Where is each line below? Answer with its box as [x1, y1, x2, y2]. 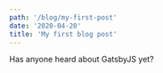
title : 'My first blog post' [9, 29, 118, 38]
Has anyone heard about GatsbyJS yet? [9, 54, 154, 65]
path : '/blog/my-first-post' [9, 12, 118, 22]
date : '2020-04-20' [9, 21, 82, 30]
